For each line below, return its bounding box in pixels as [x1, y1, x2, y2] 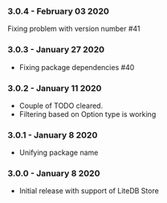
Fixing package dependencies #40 [18, 62, 135, 72]
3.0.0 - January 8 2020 [7, 168, 100, 179]
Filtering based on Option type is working [18, 109, 157, 118]
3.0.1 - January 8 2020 [7, 129, 98, 140]
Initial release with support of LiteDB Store [18, 186, 160, 196]
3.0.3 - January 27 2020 [7, 44, 105, 56]
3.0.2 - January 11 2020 [7, 82, 102, 93]
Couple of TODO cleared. [18, 101, 104, 110]
